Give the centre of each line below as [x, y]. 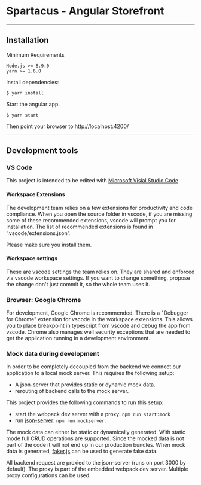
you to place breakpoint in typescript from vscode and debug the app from [98, 326]
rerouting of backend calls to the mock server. [72, 391]
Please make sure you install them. [49, 245]
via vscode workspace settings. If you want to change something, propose [98, 278]
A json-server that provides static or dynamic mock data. [85, 385]
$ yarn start [22, 115]
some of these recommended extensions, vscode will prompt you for [91, 220]
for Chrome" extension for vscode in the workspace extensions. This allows [100, 319]
